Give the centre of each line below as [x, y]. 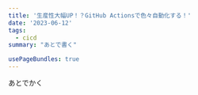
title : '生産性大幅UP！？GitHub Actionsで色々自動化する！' [100, 15]
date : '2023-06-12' [40, 23]
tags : [17, 30]
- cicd [26, 38]
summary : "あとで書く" [42, 45]
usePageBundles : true [44, 59]
